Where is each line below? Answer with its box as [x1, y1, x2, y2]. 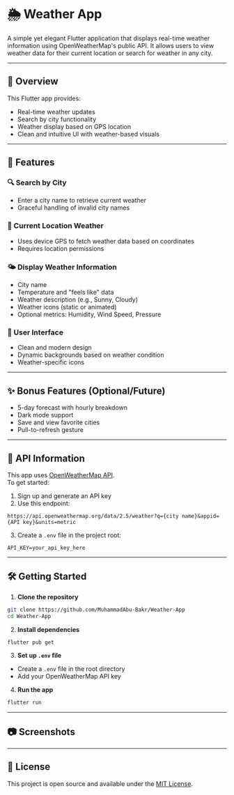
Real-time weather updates [17, 107, 95, 116]
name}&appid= [181, 512, 219, 520]
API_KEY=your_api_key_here [7, 544, 86, 551]
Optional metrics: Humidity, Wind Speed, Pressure [17, 310, 162, 318]
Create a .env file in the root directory [17, 665, 125, 673]
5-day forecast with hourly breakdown [17, 403, 127, 412]
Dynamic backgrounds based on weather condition [17, 350, 164, 360]
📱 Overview [7, 75, 58, 88]
